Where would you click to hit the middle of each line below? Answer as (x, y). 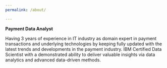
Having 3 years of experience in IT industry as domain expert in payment (81, 38)
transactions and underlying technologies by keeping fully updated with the (84, 44)
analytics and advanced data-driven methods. (53, 60)
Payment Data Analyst (29, 29)
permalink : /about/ (26, 10)
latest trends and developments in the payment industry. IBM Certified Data (83, 49)
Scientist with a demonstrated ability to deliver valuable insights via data (80, 54)
